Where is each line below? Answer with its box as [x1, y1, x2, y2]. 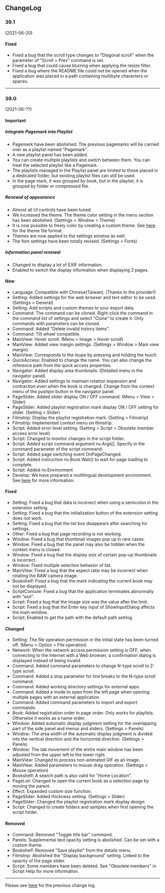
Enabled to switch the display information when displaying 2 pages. [12, 267, 149, 273]
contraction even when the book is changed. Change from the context [12, 383, 155, 389]
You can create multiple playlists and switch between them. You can [12, 157, 150, 163]
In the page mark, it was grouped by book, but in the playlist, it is [12, 178, 143, 184]
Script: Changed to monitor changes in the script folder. [12, 435, 125, 441]
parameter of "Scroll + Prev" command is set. [12, 57, 105, 63]
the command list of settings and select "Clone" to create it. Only [12, 315, 144, 321]
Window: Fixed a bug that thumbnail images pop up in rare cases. [12, 536, 145, 542]
